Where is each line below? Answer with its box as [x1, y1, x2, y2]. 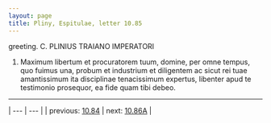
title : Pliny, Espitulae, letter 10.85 [8, 19, 143, 27]
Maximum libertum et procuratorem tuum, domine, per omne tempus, [19, 57, 250, 67]
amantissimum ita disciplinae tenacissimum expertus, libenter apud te [19, 74, 252, 84]
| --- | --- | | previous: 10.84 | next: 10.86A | [8, 105, 152, 115]
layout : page [8, 11, 52, 20]
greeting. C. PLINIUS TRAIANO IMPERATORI [8, 41, 155, 51]
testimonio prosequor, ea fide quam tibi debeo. [19, 82, 176, 92]
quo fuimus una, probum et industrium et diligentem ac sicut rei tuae [19, 65, 248, 75]
